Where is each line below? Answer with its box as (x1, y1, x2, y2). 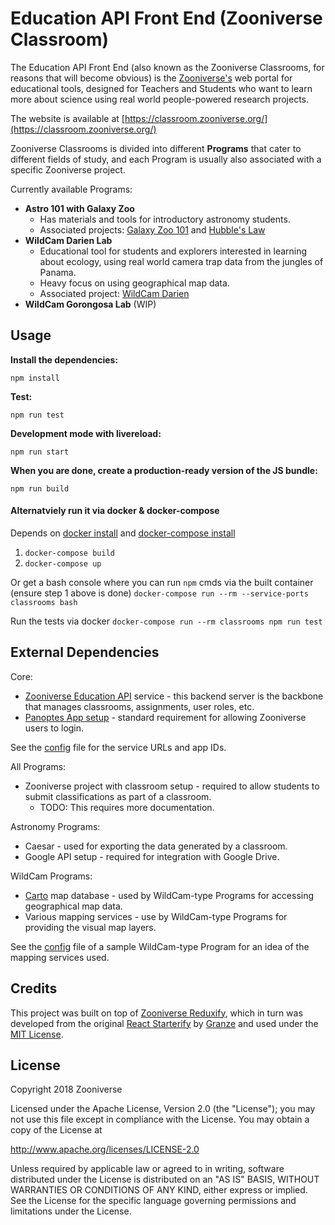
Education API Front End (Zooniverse (10, 7, 323, 30)
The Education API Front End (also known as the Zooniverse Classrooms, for (10, 61, 325, 73)
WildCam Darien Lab (24, 234, 113, 246)
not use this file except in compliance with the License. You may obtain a (10, 1113, 310, 1126)
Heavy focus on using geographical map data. (39, 277, 230, 289)
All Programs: (10, 760, 67, 772)
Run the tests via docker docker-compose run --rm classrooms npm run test (10, 615, 323, 627)
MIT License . (10, 1028, 64, 1040)
